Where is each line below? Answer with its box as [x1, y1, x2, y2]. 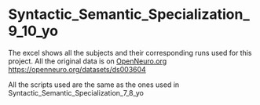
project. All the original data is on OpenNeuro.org [8, 56, 167, 66]
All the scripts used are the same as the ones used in [8, 80, 180, 89]
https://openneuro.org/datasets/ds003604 [8, 64, 147, 74]
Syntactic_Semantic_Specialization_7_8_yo [8, 88, 144, 97]
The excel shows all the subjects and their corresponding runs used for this [8, 48, 253, 57]
